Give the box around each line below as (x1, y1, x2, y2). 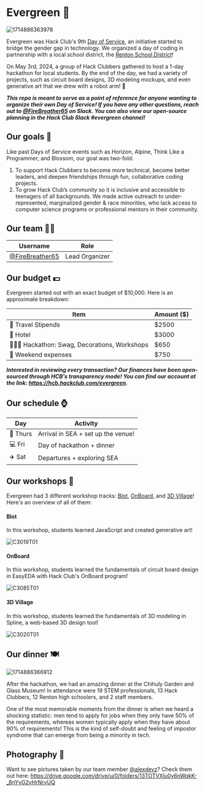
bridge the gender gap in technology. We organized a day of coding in (6, 44, 184, 52)
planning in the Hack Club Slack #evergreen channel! (6, 114, 145, 121)
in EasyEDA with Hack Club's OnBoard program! (6, 573, 128, 580)
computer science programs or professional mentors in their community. (15, 205, 199, 213)
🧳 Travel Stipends (9, 321, 60, 329)
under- (164, 192, 182, 200)
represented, (15, 199, 48, 206)
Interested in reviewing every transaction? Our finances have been (6, 366, 181, 374)
